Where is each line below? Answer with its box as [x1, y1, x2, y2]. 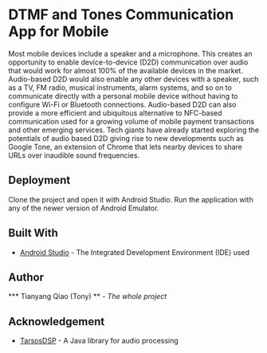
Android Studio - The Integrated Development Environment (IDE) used [19, 247, 249, 257]
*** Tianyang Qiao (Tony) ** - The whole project [8, 292, 167, 301]
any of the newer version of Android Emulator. [8, 203, 159, 213]
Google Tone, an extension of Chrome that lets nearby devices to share [8, 142, 243, 151]
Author [8, 270, 44, 284]
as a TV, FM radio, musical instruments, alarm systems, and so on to [8, 82, 233, 92]
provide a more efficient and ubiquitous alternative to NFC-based [8, 108, 222, 117]
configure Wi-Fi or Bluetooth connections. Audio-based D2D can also [8, 100, 237, 109]
